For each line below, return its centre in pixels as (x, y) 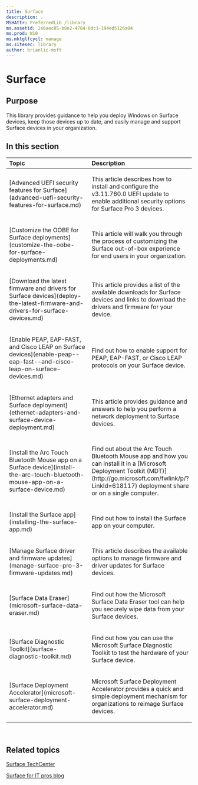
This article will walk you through (137, 233)
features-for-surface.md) (45, 205)
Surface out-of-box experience (136, 248)
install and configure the (125, 186)
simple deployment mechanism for (139, 696)
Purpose (22, 101)
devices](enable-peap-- (44, 354)
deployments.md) (33, 259)
